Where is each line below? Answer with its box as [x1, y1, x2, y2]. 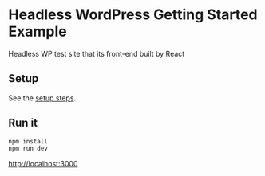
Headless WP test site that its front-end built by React [8, 49, 185, 58]
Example [8, 22, 67, 41]
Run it [8, 116, 38, 130]
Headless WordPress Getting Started [8, 6, 258, 24]
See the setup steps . [8, 93, 77, 103]
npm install [8, 137, 48, 145]
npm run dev [8, 145, 48, 153]
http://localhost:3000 [8, 159, 78, 169]
